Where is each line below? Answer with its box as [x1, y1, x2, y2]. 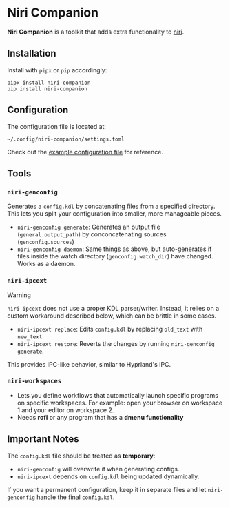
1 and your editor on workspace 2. [17, 405, 114, 414]
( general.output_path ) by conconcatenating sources [17, 230, 167, 238]
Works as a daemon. [17, 260, 76, 268]
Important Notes [7, 433, 79, 445]
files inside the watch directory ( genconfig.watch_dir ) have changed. [17, 252, 213, 261]
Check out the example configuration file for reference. [7, 148, 164, 156]
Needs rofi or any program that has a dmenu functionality [17, 413, 184, 421]
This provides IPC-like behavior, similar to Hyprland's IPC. [7, 360, 171, 368]
